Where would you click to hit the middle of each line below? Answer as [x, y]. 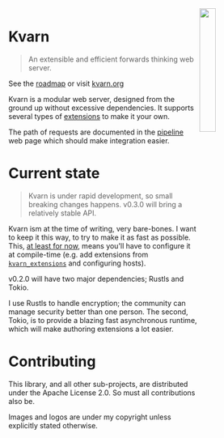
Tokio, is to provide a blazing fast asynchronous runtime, [103, 320]
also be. [21, 401]
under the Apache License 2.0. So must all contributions [102, 393]
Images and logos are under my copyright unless [90, 417]
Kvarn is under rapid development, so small [100, 196]
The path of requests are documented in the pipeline [96, 132]
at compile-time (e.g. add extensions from [78, 254]
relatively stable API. [62, 213]
